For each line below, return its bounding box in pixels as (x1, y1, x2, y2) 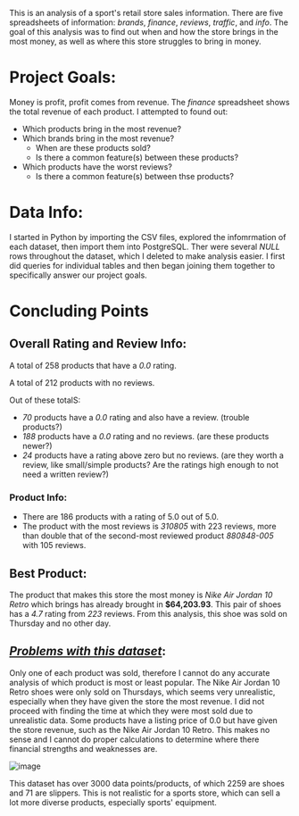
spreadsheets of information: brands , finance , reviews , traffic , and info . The (9, 17, 288, 28)
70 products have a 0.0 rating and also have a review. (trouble (21, 412, 250, 422)
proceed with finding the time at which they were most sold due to (9, 705, 253, 716)
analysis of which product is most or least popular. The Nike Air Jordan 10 (9, 677, 281, 687)
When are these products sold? (35, 142, 152, 153)
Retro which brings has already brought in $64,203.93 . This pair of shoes (9, 598, 282, 610)
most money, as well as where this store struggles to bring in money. (9, 36, 262, 46)
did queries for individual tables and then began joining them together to (9, 260, 275, 271)
